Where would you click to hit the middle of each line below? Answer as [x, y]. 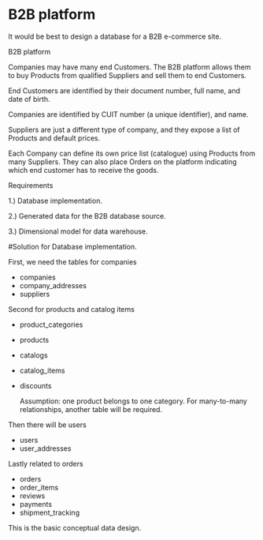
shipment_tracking [50, 512]
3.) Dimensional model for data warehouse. [78, 231]
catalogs [34, 355]
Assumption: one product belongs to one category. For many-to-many [133, 401]
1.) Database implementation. [55, 201]
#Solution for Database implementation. [73, 246]
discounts [35, 385]
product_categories [51, 324]
